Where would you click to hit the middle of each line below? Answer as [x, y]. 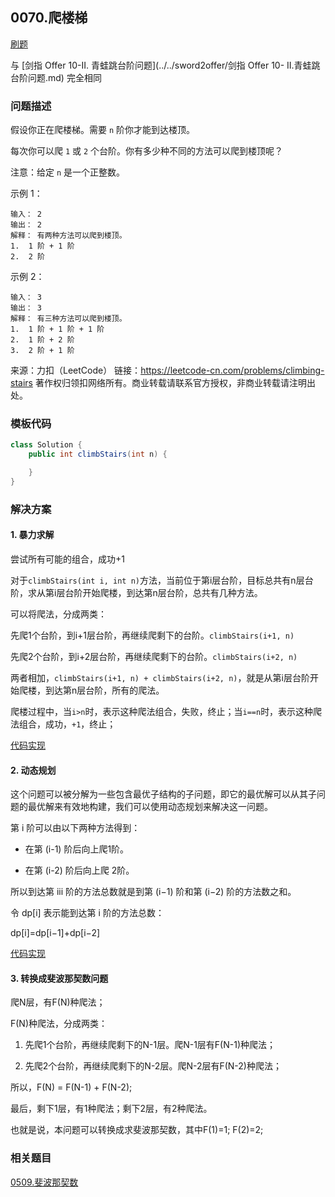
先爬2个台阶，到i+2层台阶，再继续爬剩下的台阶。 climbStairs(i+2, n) [154, 657]
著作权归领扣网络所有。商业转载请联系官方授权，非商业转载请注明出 [175, 383]
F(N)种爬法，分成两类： [59, 1024]
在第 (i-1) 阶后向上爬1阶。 [77, 849]
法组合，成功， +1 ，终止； [63, 724]
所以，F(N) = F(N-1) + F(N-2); [71, 1087]
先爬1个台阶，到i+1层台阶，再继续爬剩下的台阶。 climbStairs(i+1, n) [152, 635]
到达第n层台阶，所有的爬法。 [104, 690]
